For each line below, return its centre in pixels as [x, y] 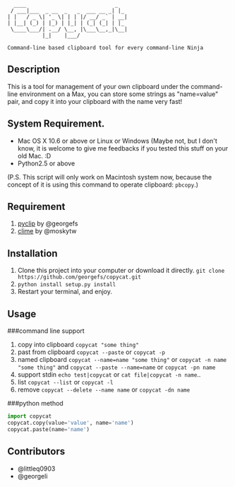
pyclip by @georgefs [48, 223]
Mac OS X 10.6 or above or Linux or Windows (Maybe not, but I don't [117, 141]
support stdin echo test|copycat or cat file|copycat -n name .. [109, 375]
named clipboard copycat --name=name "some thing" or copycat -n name [122, 360]
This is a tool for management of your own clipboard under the [98, 86]
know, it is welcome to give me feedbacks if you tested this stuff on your [123, 148]
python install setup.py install [67, 285]
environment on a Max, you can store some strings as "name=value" [119, 94]
